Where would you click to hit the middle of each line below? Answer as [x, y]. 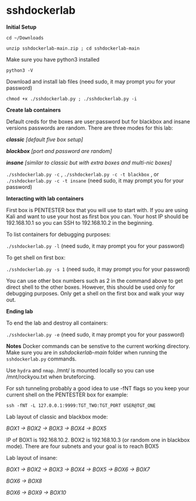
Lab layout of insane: [32, 457]
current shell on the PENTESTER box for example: [67, 395]
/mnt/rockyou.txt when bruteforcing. [51, 377]
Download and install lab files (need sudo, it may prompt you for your [91, 81]
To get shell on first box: [36, 257]
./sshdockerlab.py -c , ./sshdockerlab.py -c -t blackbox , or [83, 174]
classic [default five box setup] [45, 139]
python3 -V [20, 70]
